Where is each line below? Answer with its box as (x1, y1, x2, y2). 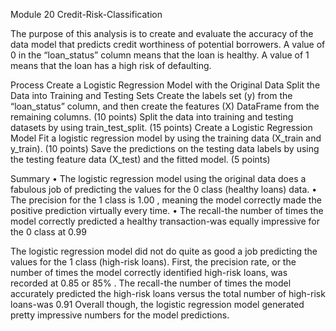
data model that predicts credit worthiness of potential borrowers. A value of (10, 39, 326, 50)
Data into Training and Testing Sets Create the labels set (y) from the (10, 90, 293, 101)
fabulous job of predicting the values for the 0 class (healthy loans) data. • (10, 184, 318, 195)
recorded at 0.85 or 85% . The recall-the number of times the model (10, 277, 292, 289)
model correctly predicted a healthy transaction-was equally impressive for (10, 215, 320, 227)
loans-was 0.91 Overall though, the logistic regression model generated (10, 299, 305, 310)
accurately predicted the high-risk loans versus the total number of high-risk (10, 288, 326, 299)
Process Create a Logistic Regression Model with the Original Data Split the (10, 79, 321, 91)
